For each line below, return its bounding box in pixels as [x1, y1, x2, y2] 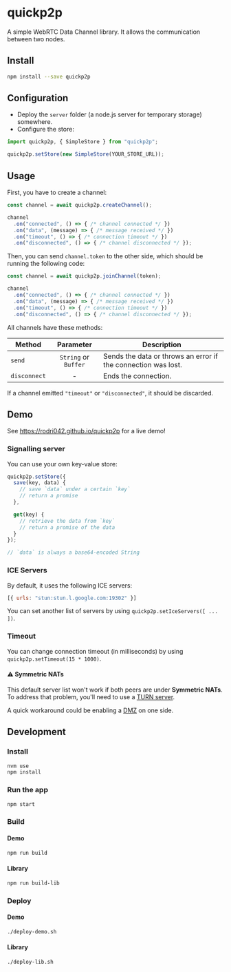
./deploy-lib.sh [7, 958, 54, 965]
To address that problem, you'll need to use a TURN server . [7, 692, 175, 701]
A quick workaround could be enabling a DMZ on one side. [7, 706, 174, 714]
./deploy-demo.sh [7, 928, 57, 935]
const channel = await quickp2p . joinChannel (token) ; [7, 273, 162, 280]
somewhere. [16, 118, 53, 126]
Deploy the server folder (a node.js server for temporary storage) [16, 110, 203, 118]
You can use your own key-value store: [7, 459, 118, 468]
